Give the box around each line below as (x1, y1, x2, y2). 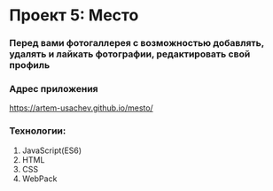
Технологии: (9, 125, 66, 137)
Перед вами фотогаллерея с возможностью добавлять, (9, 37, 264, 50)
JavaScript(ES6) (21, 145, 82, 156)
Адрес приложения (9, 83, 99, 95)
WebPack (21, 173, 58, 184)
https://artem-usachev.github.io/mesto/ (9, 103, 153, 113)
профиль (9, 59, 51, 72)
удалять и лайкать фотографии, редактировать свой (9, 48, 251, 60)
